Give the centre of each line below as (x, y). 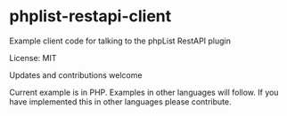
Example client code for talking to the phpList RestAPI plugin (120, 41)
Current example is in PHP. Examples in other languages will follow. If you (144, 92)
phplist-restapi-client (90, 16)
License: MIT (33, 58)
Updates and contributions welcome (76, 75)
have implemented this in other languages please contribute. (120, 101)
